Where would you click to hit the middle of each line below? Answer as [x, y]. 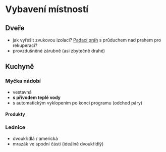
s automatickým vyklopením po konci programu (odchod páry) [77, 103]
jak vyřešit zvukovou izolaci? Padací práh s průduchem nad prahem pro [87, 40]
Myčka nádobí [23, 81]
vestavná [22, 92]
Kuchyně [20, 67]
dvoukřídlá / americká [35, 138]
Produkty [15, 114]
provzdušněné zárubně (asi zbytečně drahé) [59, 51]
